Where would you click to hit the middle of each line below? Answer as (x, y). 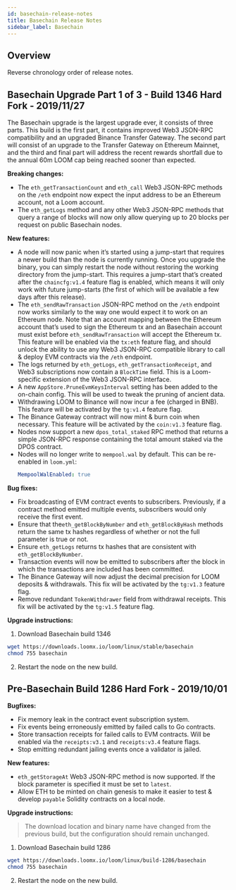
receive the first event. (50, 517)
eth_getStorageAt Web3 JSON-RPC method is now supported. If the (116, 777)
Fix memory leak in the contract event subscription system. (104, 719)
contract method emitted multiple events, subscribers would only (112, 509)
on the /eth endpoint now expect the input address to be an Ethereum (119, 195)
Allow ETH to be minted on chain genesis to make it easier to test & (115, 792)
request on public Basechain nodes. (69, 225)
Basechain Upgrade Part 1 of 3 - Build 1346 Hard (114, 95)
